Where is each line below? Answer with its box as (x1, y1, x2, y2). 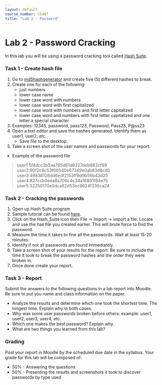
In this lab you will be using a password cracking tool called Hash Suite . (5, 53, 147, 59)
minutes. (12, 236, 30, 243)
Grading (5, 338, 25, 345)
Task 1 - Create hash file (5, 65, 63, 72)
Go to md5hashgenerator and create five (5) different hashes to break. (12, 76, 152, 82)
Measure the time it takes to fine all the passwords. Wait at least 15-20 (12, 232, 152, 237)
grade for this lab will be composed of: (5, 354, 82, 360)
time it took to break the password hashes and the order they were (12, 252, 145, 258)
